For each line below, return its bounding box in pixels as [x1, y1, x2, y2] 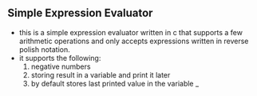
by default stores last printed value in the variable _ [30, 78, 200, 88]
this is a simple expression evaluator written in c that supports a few [18, 27, 243, 37]
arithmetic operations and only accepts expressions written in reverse [18, 36, 249, 46]
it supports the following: [18, 53, 101, 62]
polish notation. [18, 44, 70, 54]
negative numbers [30, 62, 91, 71]
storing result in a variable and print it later [30, 70, 171, 79]
